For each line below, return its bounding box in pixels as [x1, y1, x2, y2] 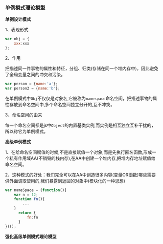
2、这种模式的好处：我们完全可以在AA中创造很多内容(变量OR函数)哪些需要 [5, 172, 156, 177]
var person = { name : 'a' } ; [5, 81, 58, 86]
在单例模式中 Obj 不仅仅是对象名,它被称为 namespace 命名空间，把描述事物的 [5, 95, 153, 101]
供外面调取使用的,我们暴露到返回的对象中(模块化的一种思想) [5, 177, 126, 184]
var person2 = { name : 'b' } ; [5, 86, 60, 91]
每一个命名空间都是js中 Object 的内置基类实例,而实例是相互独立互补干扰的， [5, 122, 156, 128]
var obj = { [5, 37, 29, 42]
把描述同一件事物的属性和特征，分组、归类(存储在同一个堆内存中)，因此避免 [5, 65, 159, 71]
